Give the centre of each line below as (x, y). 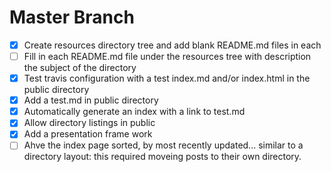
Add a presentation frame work (88, 134)
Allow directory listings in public (89, 123)
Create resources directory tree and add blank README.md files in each (172, 45)
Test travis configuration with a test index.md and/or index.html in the (167, 78)
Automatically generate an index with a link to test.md (134, 112)
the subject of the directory (80, 68)
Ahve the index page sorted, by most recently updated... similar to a (163, 145)
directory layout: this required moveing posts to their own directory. (162, 157)
